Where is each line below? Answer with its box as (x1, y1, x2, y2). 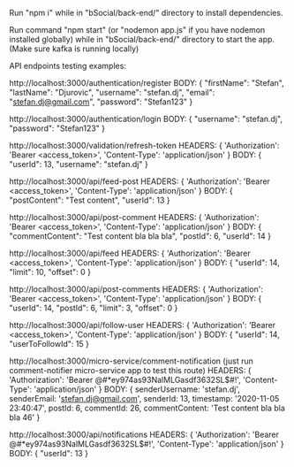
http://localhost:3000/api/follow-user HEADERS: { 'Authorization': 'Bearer (9, 320, 276, 330)
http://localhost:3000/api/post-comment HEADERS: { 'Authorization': (9, 212, 260, 222)
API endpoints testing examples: (9, 61, 126, 71)
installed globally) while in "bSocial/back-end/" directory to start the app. (9, 34, 275, 44)
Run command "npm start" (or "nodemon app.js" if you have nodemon (9, 25, 266, 34)
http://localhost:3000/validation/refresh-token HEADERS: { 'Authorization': (9, 141, 280, 150)
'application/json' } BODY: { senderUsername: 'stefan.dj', (34, 384, 241, 394)
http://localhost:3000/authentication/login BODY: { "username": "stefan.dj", (9, 114, 283, 124)
